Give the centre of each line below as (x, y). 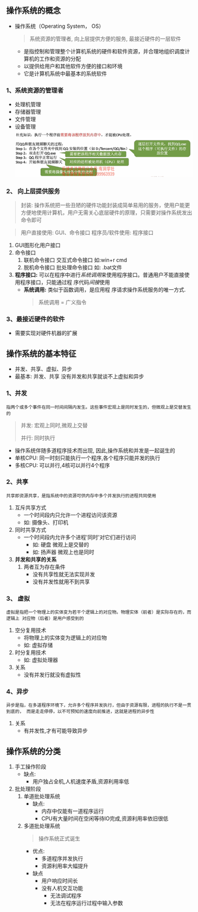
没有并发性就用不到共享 (61, 581)
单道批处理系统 (42, 796)
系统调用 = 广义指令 (63, 302)
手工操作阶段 (30, 767)
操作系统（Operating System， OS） (59, 26)
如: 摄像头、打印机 (46, 522)
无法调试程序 (66, 896)
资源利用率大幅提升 (65, 866)
